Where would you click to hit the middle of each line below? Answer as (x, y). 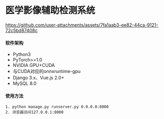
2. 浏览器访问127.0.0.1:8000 (35, 112)
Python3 (22, 55)
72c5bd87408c (22, 30)
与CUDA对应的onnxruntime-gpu (47, 72)
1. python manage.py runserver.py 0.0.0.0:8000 (57, 107)
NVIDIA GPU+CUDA (34, 65)
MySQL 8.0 (25, 84)
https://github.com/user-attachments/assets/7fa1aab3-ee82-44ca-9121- (82, 25)
